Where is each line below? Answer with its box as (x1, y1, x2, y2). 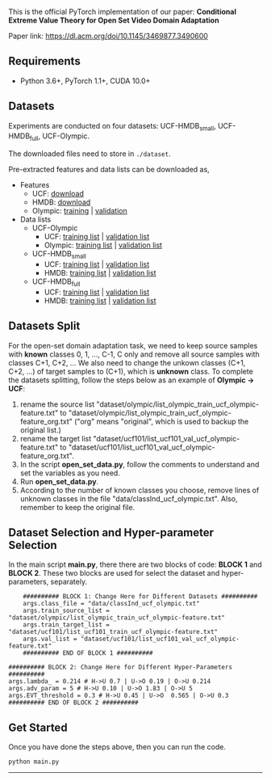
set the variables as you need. (19, 468, 121, 478)
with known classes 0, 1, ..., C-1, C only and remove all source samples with (8, 349, 260, 359)
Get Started (8, 720, 68, 734)
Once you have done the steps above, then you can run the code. (8, 742, 226, 752)
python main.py (8, 758, 60, 766)
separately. (50, 577, 87, 587)
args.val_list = (23, 635, 78, 644)
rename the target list (19, 433, 92, 443)
